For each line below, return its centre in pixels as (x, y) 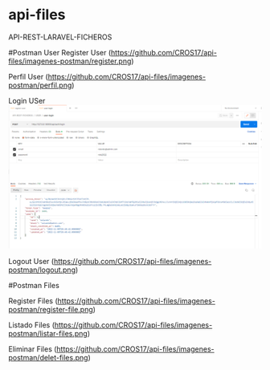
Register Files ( (33, 301)
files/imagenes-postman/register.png (70, 61)
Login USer (27, 100)
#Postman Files (34, 285)
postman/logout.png (42, 270)
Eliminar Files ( (33, 349)
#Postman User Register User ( (60, 52)
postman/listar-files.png (48, 333)
